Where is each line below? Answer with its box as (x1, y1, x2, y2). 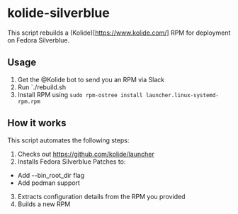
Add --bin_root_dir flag (17, 171, 85, 179)
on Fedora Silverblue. (7, 35, 70, 44)
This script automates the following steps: (7, 136, 130, 145)
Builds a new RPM (17, 200, 71, 208)
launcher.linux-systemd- (145, 91, 220, 98)
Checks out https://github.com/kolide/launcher (17, 150, 154, 158)
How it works (7, 117, 67, 129)
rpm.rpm (17, 98, 40, 105)
